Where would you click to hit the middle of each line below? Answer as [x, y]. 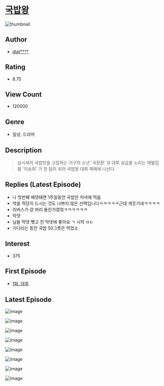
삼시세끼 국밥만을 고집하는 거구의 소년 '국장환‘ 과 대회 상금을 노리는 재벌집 [88, 163]
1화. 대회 [20, 284]
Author [16, 40]
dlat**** [20, 51]
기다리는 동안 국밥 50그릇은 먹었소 [45, 228]
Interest [17, 244]
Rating [15, 67]
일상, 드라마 [24, 134]
